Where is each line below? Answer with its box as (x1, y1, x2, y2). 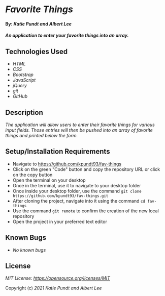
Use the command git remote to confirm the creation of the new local (12, 208, 159, 214)
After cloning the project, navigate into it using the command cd (12, 198, 146, 204)
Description (5, 108, 43, 117)
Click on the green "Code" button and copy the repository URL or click (12, 166, 160, 172)
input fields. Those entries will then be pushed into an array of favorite (5, 127, 153, 133)
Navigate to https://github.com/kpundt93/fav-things (12, 161, 122, 167)
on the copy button (12, 171, 53, 178)
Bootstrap (12, 71, 34, 78)
